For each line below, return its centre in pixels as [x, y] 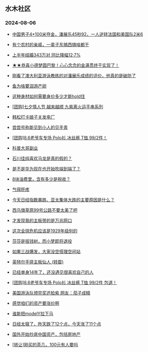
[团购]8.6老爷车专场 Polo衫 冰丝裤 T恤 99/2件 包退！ [65, 282]
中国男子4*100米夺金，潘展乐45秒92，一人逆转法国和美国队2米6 [78, 34]
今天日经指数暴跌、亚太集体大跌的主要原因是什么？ [63, 200]
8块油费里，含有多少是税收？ [41, 179]
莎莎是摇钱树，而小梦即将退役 [42, 241]
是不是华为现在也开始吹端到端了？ [46, 168]
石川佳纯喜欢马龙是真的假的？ [42, 158]
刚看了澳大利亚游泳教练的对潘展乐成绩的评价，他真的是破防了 [74, 75]
